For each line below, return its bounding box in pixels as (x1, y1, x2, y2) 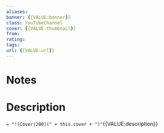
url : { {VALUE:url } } (6, 48, 55, 54)
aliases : (6, 8, 28, 15)
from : (6, 31, 20, 37)
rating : (6, 36, 26, 42)
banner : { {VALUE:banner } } (6, 14, 71, 20)
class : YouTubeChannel (6, 20, 63, 26)
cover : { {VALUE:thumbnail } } (6, 25, 77, 32)
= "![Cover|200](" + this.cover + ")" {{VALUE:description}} (6, 120, 158, 127)
